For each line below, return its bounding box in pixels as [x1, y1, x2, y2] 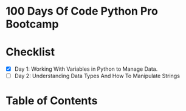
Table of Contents [5, 94, 98, 108]
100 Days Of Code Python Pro [5, 4, 159, 18]
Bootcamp [5, 17, 59, 31]
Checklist [5, 45, 55, 59]
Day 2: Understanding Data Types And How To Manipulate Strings [14, 72, 181, 80]
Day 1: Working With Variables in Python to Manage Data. [14, 65, 158, 73]
